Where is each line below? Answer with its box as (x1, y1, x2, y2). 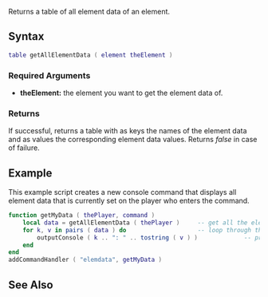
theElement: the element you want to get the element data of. (19, 88, 223, 97)
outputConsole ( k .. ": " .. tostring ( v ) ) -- (37, 233, 252, 242)
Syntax (8, 30, 45, 43)
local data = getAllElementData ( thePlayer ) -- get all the (22, 219, 248, 227)
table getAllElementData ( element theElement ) (8, 51, 173, 59)
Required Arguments (8, 69, 91, 81)
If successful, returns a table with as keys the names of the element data (8, 126, 247, 136)
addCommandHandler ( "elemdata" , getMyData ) (8, 255, 162, 264)
